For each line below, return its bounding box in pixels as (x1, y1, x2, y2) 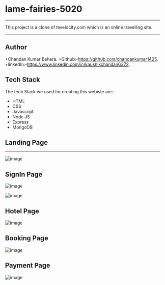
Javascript (12, 108, 34, 114)
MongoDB (12, 124, 33, 130)
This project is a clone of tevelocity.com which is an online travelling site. (5, 24, 153, 30)
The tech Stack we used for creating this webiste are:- (5, 88, 115, 94)
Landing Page (5, 138, 48, 147)
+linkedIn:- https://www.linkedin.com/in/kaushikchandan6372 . (5, 61, 130, 67)
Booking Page (5, 234, 49, 242)
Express (12, 119, 29, 125)
